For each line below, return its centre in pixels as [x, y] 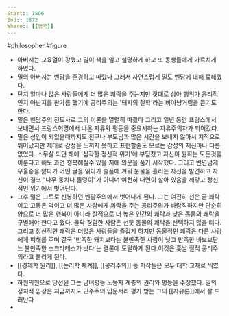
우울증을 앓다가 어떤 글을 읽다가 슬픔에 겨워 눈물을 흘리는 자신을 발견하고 [114, 171]
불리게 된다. [51, 257]
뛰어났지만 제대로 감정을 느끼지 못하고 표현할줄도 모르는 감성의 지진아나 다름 [119, 145]
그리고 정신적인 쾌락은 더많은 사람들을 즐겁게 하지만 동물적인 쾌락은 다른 [113, 231]
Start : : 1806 [26, 13]
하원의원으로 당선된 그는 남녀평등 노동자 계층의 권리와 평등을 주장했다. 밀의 [117, 282]
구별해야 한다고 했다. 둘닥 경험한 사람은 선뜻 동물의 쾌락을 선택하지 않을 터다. [119, 223]
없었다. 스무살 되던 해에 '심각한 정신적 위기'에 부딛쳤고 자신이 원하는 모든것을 [119, 154]
